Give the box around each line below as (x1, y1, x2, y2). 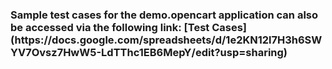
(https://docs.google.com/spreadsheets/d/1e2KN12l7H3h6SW (10, 33, 323, 47)
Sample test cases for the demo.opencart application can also (10, 8, 319, 22)
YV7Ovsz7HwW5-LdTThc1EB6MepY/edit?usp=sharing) (10, 45, 288, 59)
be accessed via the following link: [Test (10, 20, 210, 34)
